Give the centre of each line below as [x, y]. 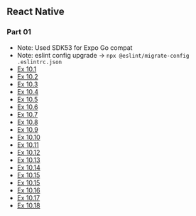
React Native [36, 12]
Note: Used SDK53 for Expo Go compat [75, 47]
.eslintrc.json [39, 62]
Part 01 [19, 32]
